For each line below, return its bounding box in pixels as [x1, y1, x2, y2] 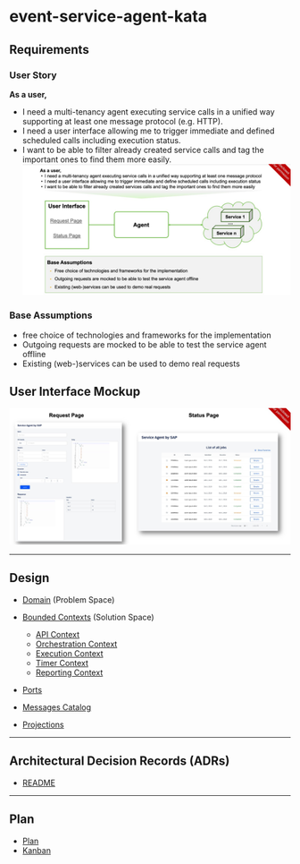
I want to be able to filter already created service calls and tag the [21, 144, 265, 155]
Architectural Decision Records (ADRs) [9, 754, 230, 769]
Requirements [9, 42, 89, 57]
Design [9, 570, 50, 586]
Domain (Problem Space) [21, 594, 115, 605]
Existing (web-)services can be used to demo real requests [21, 358, 241, 369]
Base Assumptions [9, 309, 93, 321]
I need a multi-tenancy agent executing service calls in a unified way [21, 106, 275, 117]
